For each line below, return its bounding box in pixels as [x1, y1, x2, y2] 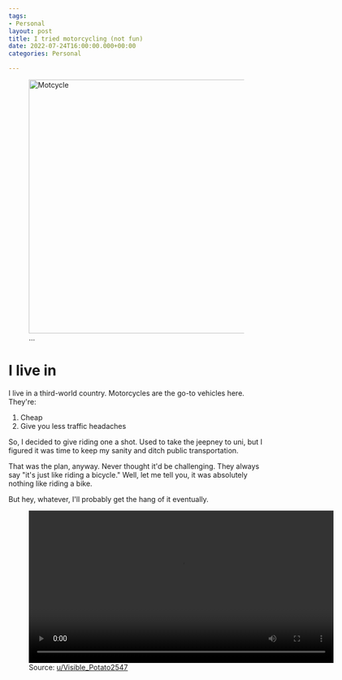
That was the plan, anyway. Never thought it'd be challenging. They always [8, 461, 260, 471]
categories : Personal [8, 50, 82, 58]
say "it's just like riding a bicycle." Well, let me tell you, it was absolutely [8, 470, 248, 479]
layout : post [8, 27, 53, 35]
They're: [8, 396, 37, 406]
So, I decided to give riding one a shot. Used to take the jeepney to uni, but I [8, 436, 262, 447]
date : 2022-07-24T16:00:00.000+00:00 [8, 42, 136, 50]
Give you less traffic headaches [19, 421, 127, 431]
